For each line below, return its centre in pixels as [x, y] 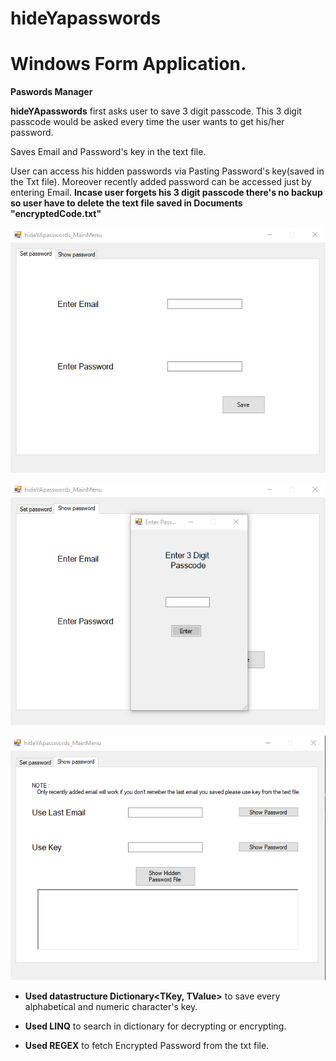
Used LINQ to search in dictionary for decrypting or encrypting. [155, 1026]
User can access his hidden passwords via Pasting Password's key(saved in [167, 171]
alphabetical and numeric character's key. [111, 1006]
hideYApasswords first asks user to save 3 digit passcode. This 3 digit [156, 111]
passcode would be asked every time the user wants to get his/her [147, 122]
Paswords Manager [51, 92]
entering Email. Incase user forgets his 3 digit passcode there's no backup [166, 193]
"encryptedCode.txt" [56, 214]
